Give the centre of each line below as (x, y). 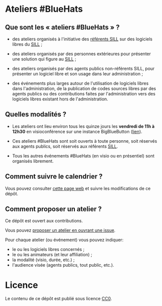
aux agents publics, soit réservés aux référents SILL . (65, 146)
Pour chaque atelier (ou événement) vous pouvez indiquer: (64, 240)
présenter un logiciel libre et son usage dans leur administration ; (78, 74)
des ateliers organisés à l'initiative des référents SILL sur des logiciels (82, 39)
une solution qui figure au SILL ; (44, 59)
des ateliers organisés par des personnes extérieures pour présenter (81, 54)
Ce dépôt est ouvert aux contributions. (44, 221)
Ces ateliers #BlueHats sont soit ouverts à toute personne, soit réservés (85, 141)
